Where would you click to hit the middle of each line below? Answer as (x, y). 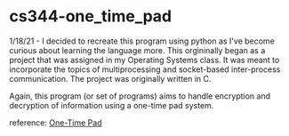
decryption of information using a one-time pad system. (112, 105)
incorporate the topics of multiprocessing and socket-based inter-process (145, 69)
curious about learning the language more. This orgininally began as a (137, 50)
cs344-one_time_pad (90, 16)
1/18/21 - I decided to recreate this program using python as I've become (142, 41)
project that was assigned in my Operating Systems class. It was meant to (144, 60)
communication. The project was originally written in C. (110, 78)
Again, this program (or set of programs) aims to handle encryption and (140, 96)
